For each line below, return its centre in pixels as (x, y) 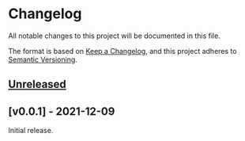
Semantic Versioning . (43, 59)
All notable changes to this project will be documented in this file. (115, 36)
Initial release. (31, 131)
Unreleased (38, 84)
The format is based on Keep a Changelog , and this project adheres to (122, 51)
